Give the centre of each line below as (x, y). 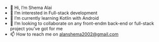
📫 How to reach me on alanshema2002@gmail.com (64, 34)
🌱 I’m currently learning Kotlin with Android (54, 18)
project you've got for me (36, 29)
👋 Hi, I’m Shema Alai (31, 8)
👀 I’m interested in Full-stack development (54, 13)
